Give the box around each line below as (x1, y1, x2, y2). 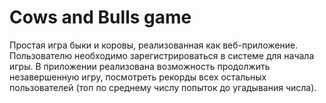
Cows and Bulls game (9, 6, 192, 29)
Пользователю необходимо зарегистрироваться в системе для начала (9, 49, 315, 61)
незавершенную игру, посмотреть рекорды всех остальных (9, 71, 267, 83)
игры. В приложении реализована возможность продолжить (9, 60, 271, 72)
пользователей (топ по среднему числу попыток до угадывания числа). (9, 81, 317, 93)
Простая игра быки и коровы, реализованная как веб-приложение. (9, 39, 299, 51)
